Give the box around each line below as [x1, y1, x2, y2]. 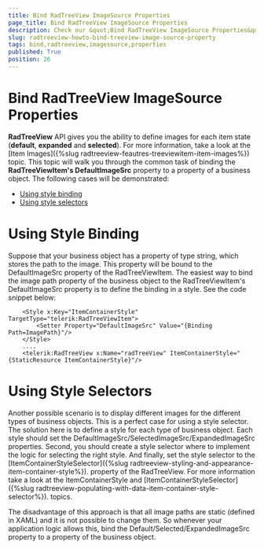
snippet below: [8, 293, 57, 302]
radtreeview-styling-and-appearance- [130, 458, 254, 468]
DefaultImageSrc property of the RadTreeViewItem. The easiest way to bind [8, 267, 253, 277]
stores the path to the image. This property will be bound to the [8, 259, 214, 268]
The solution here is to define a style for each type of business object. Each [8, 425, 253, 434]
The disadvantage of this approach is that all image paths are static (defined [8, 507, 255, 516]
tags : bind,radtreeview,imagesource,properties [8, 41, 167, 49]
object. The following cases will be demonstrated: [8, 174, 170, 183]
